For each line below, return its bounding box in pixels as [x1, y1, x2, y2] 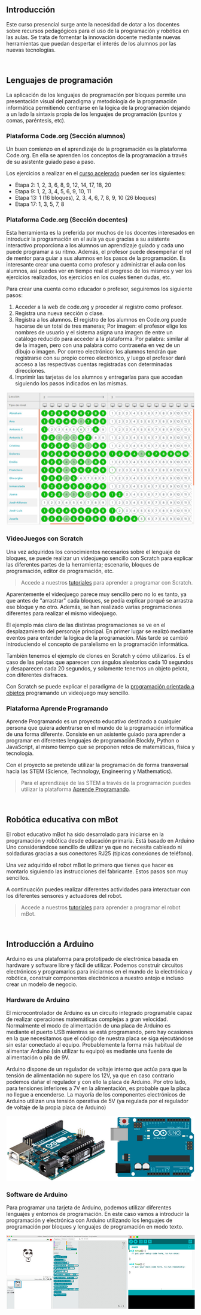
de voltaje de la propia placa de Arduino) [6, 1104, 106, 1111]
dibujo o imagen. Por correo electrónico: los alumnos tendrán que [14, 348, 177, 355]
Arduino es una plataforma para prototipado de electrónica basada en [6, 955, 178, 962]
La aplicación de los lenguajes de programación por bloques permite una [6, 91, 187, 98]
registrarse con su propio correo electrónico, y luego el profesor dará [14, 354, 187, 362]
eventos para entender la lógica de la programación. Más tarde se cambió [6, 634, 188, 641]
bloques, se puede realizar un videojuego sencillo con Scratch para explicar [6, 555, 193, 562]
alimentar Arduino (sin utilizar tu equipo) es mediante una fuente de [6, 1047, 172, 1055]
